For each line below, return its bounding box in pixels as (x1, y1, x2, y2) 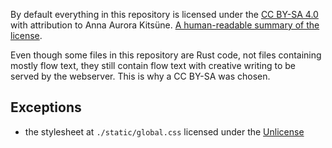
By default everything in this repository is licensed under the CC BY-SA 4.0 (10, 9, 319, 20)
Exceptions (10, 99, 82, 116)
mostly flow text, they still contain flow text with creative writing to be (10, 60, 297, 71)
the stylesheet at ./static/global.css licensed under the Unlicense (24, 125, 305, 138)
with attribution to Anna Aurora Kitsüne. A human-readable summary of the (10, 19, 320, 31)
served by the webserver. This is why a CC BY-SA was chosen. (10, 70, 271, 82)
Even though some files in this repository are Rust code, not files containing (10, 49, 322, 61)
